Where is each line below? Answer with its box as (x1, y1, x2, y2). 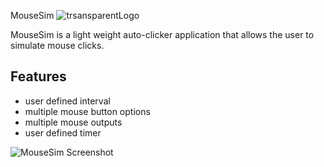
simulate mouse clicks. (10, 40, 105, 51)
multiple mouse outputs (24, 116, 123, 128)
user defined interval (24, 95, 111, 107)
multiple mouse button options (24, 105, 151, 117)
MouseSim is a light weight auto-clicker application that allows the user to (10, 29, 315, 40)
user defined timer (24, 126, 102, 139)
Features (10, 68, 67, 85)
